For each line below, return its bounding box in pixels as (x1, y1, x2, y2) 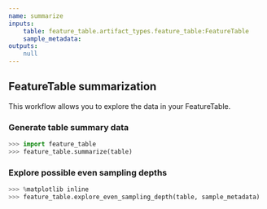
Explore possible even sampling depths (8, 167, 168, 178)
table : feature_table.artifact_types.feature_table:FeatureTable (23, 27, 250, 35)
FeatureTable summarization (8, 80, 157, 94)
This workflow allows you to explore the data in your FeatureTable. (8, 101, 231, 111)
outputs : (8, 42, 38, 50)
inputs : (8, 20, 35, 28)
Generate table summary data (8, 121, 129, 133)
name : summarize (8, 11, 63, 20)
